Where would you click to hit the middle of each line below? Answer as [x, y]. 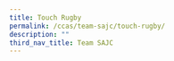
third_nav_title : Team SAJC [62, 43]
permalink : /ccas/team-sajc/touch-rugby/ [87, 26]
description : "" [39, 34]
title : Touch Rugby [46, 17]
